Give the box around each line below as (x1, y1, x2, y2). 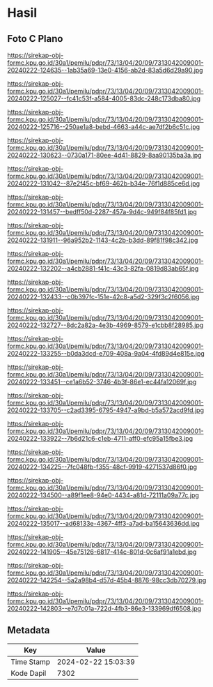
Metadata (7, 624, 50, 636)
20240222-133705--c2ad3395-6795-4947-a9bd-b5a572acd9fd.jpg (7, 406, 204, 414)
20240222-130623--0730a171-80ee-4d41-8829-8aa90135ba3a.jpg (7, 151, 202, 159)
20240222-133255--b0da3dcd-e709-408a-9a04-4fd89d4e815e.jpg (7, 349, 205, 357)
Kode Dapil (10, 668, 47, 678)
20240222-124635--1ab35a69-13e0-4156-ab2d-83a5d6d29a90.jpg (7, 66, 203, 74)
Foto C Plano (7, 33, 63, 45)
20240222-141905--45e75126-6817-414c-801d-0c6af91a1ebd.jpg (7, 548, 197, 556)
